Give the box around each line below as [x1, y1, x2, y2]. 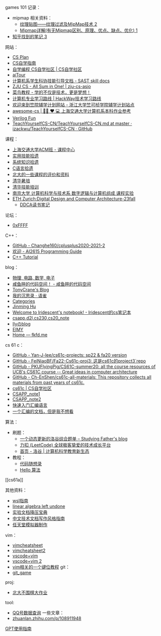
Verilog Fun [12, 115, 36, 121]
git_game [12, 570, 31, 575]
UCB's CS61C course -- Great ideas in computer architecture [12, 369, 138, 375]
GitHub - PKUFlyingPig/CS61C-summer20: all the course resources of [12, 364, 156, 370]
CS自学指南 [12, 60, 36, 66]
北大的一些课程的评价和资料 [12, 171, 70, 177]
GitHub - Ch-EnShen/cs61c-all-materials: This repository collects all [12, 374, 152, 380]
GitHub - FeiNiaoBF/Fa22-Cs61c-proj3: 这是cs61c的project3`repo [12, 358, 146, 364]
